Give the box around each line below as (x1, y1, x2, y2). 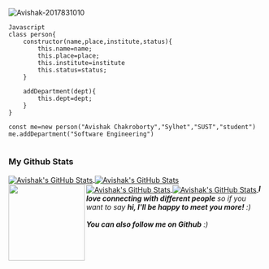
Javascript (8, 24, 46, 32)
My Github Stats (8, 155, 74, 167)
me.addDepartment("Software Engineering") (8, 130, 154, 138)
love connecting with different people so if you (86, 193, 246, 203)
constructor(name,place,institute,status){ (23, 37, 173, 46)
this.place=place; (37, 52, 100, 60)
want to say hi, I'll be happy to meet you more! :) (86, 202, 251, 211)
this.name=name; (37, 45, 93, 53)
